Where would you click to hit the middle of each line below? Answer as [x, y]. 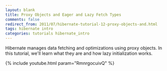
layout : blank [20, 10]
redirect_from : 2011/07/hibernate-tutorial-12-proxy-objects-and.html [81, 24]
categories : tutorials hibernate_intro [47, 33]
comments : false [22, 19]
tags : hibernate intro [29, 29]
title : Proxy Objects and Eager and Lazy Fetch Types [63, 15]
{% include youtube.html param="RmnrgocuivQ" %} [60, 63]
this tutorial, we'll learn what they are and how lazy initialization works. [79, 53]
